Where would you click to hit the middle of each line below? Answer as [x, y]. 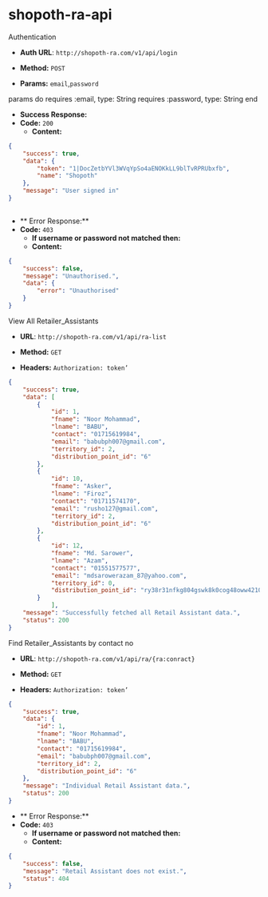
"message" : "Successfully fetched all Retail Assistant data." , [132, 613]
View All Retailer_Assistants [53, 321]
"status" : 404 [46, 879]
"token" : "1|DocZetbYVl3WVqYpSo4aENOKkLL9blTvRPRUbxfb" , [133, 168]
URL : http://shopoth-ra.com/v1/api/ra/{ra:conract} [107, 659]
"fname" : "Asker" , [81, 487]
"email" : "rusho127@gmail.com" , [104, 509]
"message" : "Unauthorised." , [71, 276]
